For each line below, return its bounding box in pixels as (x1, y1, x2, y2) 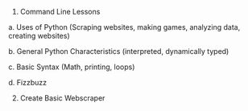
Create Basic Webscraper (19, 93, 105, 103)
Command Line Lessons (19, 7, 101, 16)
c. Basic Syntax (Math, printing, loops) (8, 62, 135, 72)
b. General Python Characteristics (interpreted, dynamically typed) (8, 47, 229, 55)
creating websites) (8, 31, 70, 40)
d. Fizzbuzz (8, 78, 47, 87)
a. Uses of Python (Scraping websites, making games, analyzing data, (8, 23, 241, 31)
